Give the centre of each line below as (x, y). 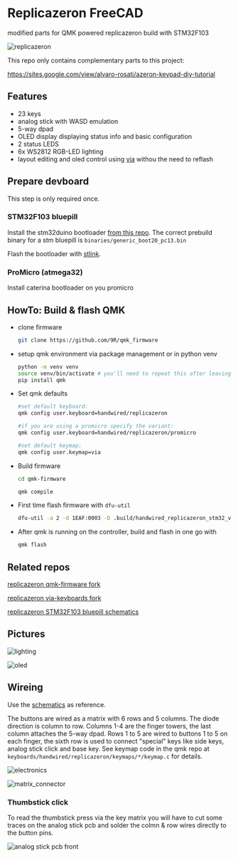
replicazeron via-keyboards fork (54, 598)
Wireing (26, 688)
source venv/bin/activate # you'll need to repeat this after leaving (124, 374)
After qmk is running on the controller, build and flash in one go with (117, 532)
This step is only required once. (54, 198)
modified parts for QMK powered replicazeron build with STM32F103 (108, 33)
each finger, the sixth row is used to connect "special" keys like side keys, (116, 741)
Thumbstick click (38, 802)
